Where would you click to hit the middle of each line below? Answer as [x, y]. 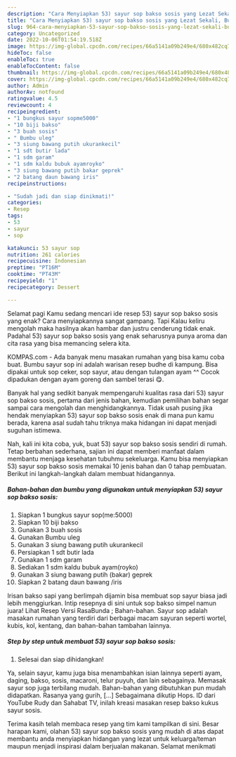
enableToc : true [31, 60]
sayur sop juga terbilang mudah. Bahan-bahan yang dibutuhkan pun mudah [117, 687]
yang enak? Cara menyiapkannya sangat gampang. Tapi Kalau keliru [106, 321]
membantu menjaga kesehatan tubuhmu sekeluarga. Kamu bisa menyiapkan [118, 459]
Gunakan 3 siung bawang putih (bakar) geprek [85, 574]
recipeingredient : [34, 112]
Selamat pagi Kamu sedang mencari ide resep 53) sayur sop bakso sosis [113, 313]
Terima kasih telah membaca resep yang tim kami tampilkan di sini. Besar [113, 723]
